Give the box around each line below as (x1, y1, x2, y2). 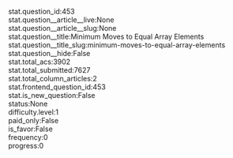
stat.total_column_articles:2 (8, 74, 97, 83)
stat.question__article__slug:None (8, 24, 117, 32)
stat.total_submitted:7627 (8, 66, 91, 74)
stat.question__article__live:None (8, 15, 115, 24)
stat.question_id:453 (8, 7, 75, 16)
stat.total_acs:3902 (8, 57, 71, 66)
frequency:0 (8, 133, 49, 141)
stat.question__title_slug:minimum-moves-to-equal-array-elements (8, 40, 226, 50)
